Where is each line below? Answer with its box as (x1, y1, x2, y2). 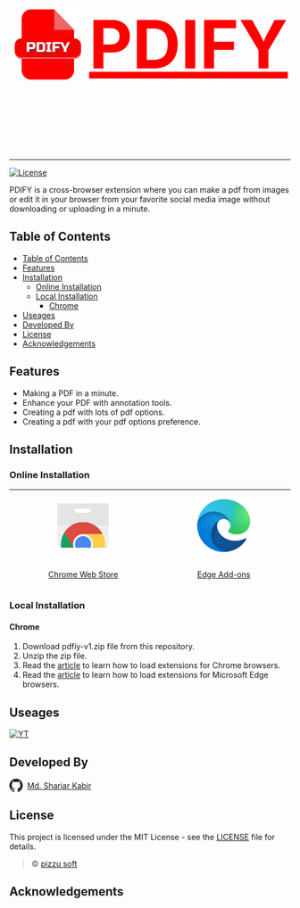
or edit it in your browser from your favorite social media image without (9, 194, 271, 204)
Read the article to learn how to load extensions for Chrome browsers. (21, 660, 281, 671)
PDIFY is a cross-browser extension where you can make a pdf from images (9, 185, 290, 194)
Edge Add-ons (196, 569, 251, 580)
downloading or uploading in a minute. (9, 203, 151, 214)
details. (9, 841, 37, 852)
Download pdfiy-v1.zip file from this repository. (21, 641, 195, 652)
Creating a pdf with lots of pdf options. (21, 407, 165, 417)
